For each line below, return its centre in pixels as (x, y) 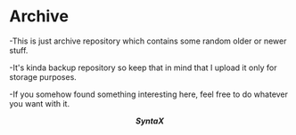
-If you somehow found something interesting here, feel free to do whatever (148, 94)
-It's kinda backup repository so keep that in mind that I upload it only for (143, 67)
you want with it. (39, 103)
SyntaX (150, 121)
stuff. (19, 50)
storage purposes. (43, 76)
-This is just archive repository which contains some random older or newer (148, 41)
